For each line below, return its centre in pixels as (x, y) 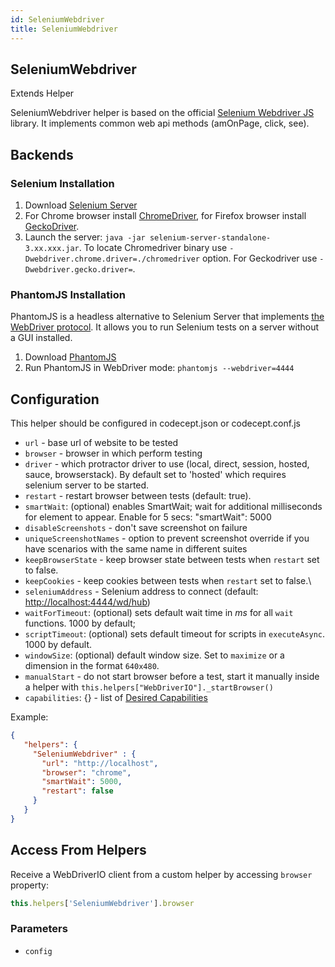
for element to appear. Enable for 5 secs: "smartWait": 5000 (148, 517)
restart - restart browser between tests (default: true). (138, 496)
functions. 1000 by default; (80, 623)
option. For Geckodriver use (259, 258)
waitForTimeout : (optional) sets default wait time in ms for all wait (159, 613)
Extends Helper (42, 93)
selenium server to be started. (87, 485)
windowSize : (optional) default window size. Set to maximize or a (154, 655)
